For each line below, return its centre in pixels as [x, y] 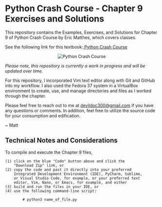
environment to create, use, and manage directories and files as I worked [78, 91]
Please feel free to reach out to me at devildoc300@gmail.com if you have [80, 105]
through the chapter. [26, 96]
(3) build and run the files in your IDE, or [52, 187]
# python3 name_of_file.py [50, 199]
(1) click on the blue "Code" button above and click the [65, 161]
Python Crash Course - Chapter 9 [74, 9]
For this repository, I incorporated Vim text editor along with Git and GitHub [80, 80]
